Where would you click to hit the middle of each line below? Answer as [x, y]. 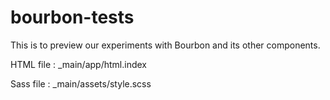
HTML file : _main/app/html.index [78, 64]
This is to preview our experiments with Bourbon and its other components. [165, 45]
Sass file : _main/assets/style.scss [81, 83]
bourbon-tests [72, 17]
